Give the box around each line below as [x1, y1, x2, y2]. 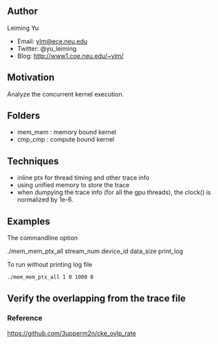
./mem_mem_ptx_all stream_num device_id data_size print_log [7, 247, 184, 255]
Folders [7, 110, 41, 122]
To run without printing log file [7, 261, 93, 269]
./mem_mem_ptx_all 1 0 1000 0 [7, 274, 94, 281]
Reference [7, 313, 43, 323]
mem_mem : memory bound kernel [17, 128, 117, 136]
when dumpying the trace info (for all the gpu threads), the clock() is [17, 189, 211, 197]
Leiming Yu [7, 23, 39, 32]
